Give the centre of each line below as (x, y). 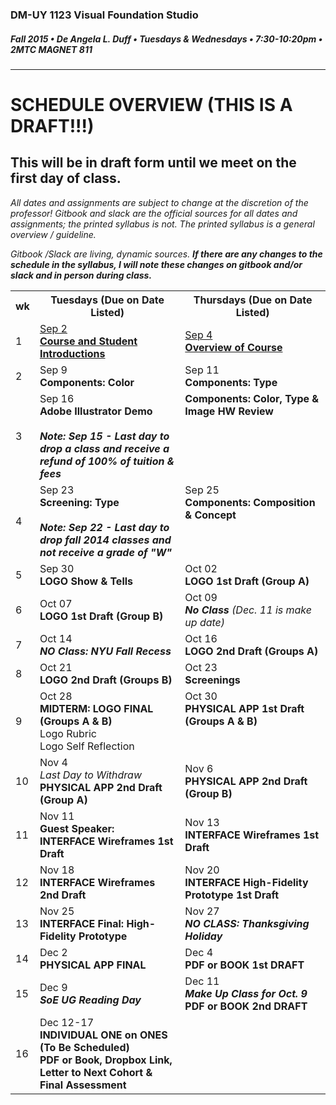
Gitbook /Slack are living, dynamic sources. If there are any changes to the (166, 254)
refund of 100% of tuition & (107, 461)
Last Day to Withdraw (90, 775)
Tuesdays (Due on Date (107, 300)
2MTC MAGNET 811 (51, 49)
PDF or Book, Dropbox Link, (106, 1060)
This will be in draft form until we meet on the (153, 163)
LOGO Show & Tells (86, 581)
